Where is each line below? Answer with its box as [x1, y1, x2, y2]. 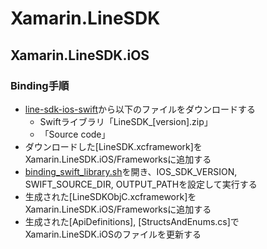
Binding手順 [10, 78, 70, 92]
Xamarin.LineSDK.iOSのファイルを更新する [24, 228, 202, 240]
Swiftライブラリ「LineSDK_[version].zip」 [39, 115, 213, 127]
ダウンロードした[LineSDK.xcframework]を [24, 140, 203, 152]
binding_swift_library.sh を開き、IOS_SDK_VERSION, [24, 165, 238, 177]
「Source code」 [39, 128, 111, 140]
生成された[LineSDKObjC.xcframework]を [24, 190, 197, 202]
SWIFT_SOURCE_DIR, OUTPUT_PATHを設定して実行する [24, 178, 258, 190]
